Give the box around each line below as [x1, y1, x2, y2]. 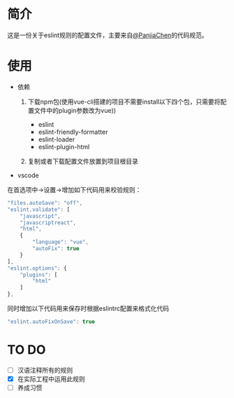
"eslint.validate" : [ [7, 206, 71, 213]
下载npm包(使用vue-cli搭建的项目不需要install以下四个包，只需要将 [27, 97, 221, 106]
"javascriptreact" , [20, 219, 77, 226]
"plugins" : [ [20, 271, 58, 278]
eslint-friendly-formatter [38, 128, 108, 136]
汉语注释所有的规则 [17, 366, 73, 374]
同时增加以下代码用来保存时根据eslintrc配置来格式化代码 [7, 304, 170, 313]
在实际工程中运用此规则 [17, 374, 85, 383]
